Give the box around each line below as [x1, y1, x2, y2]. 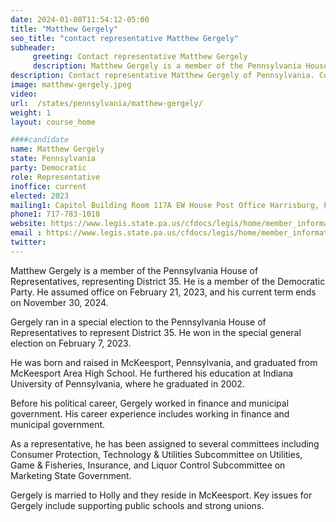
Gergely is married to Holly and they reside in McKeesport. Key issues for [10, 489, 313, 501]
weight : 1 [10, 107, 52, 118]
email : [10, 228, 43, 238]
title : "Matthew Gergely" [10, 24, 118, 34]
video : [10, 89, 38, 99]
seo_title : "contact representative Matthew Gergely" [10, 33, 240, 43]
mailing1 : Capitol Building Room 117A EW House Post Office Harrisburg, [10, 200, 320, 210]
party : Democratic [10, 163, 87, 173]
